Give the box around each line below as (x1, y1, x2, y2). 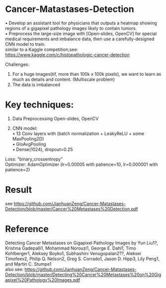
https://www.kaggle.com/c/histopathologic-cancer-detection (5, 51, 130, 58)
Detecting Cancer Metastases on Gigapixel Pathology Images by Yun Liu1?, (5, 240, 159, 246)
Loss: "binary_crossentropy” (5, 156, 63, 162)
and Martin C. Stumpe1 (5, 261, 52, 267)
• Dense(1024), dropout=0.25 (12, 146, 73, 152)
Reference (5, 223, 49, 235)
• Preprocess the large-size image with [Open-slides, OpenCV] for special (5, 30, 157, 36)
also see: (5, 266, 24, 272)
